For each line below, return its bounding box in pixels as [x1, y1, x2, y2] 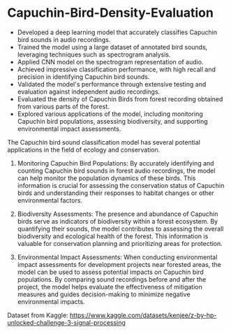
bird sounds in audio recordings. [17, 35, 111, 43]
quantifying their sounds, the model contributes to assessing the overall [17, 224, 224, 233]
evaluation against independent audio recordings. [17, 87, 161, 96]
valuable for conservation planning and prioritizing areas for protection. [17, 239, 223, 247]
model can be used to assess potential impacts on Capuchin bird [17, 268, 204, 276]
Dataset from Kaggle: [7, 311, 68, 319]
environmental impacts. [17, 297, 85, 305]
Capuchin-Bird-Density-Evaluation [7, 5, 214, 21]
